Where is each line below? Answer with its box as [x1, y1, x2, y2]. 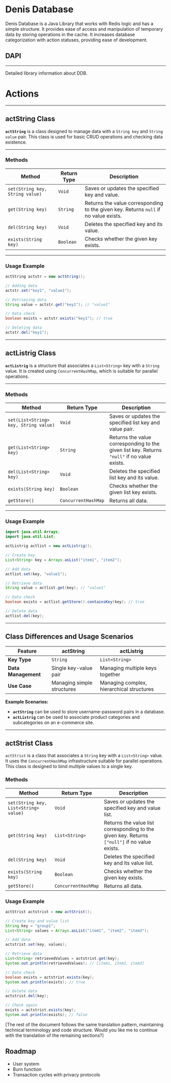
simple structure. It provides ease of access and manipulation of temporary [5, 26, 163, 32]
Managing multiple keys [100, 664, 157, 671]
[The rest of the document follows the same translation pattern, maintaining [5, 1021, 164, 1027]
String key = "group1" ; [5, 923, 56, 929]
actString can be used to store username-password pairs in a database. [12, 708, 165, 714]
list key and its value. [109, 474, 159, 481]
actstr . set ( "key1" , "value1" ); [5, 288, 72, 293]
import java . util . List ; [5, 534, 56, 539]
